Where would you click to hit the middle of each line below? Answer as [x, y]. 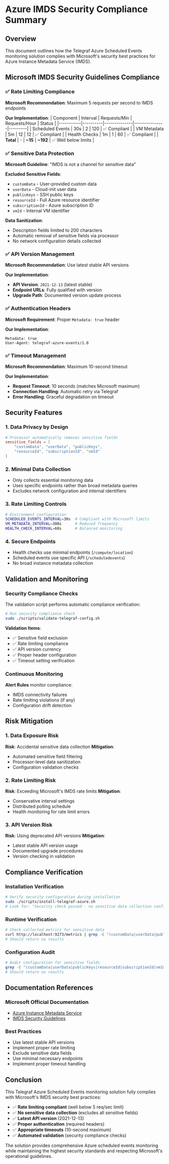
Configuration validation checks [46, 767]
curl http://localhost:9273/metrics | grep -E [55, 934]
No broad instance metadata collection [53, 563]
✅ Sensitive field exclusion [40, 638]
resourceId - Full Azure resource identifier [56, 200]
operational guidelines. [29, 1156]
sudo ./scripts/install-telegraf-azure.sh [50, 902]
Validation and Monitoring [47, 579]
